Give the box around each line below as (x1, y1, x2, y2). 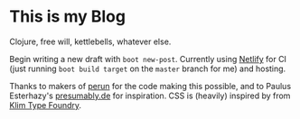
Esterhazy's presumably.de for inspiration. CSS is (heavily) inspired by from (9, 90, 291, 101)
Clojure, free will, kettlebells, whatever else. (9, 36, 172, 47)
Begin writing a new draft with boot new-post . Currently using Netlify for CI (9, 53, 287, 64)
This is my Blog (9, 6, 127, 27)
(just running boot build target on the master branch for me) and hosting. (9, 63, 286, 74)
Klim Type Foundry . (9, 99, 82, 110)
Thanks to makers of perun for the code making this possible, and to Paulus (9, 80, 292, 91)
